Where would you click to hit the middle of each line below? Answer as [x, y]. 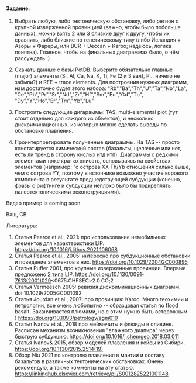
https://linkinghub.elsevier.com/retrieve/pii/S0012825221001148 [91, 374]
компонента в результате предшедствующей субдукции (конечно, [98, 180]
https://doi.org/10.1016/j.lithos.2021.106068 [66, 250]
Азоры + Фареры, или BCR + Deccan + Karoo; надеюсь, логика [93, 46]
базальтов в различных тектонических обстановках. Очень [89, 361]
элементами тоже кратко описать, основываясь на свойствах [92, 161]
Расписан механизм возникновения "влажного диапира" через [94, 330]
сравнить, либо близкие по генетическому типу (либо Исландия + [98, 40]
